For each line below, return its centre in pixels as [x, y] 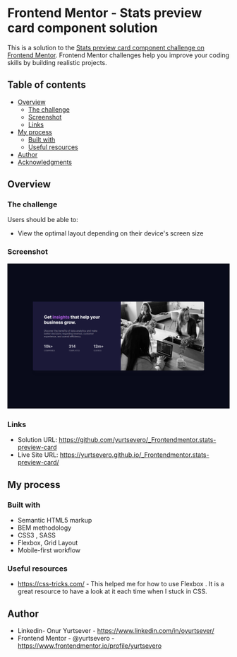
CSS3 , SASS [37, 535]
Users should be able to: [43, 220]
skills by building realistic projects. [57, 62]
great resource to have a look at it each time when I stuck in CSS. [112, 591]
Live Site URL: [38, 455]
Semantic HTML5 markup [55, 520]
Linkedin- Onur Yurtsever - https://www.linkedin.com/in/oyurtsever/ [116, 631]
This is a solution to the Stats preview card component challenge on [106, 47]
